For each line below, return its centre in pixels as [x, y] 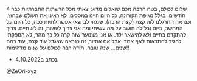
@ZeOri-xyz [22, 71]
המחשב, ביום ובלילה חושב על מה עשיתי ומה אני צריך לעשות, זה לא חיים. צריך [95, 28]
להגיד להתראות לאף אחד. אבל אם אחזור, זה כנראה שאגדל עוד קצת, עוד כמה [94, 41]
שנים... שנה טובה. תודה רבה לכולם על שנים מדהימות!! [68, 48]
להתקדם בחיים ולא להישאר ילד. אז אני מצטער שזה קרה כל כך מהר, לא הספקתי [96, 35]
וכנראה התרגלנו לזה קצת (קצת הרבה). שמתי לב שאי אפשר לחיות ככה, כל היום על [99, 22]
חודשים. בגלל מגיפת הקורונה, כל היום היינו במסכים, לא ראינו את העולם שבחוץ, [96, 15]
